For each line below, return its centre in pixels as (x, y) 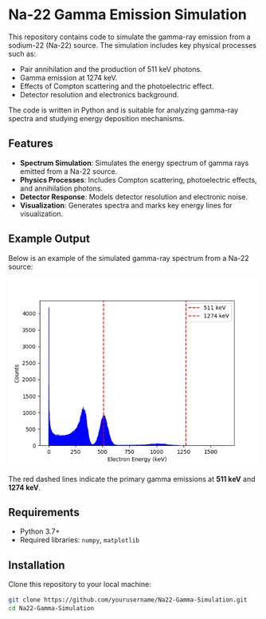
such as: (22, 53)
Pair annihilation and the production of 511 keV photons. (111, 69)
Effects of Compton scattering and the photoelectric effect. (117, 86)
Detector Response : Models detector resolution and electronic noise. (134, 196)
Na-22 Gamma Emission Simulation (127, 15)
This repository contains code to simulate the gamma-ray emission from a (129, 37)
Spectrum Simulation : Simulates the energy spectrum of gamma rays (134, 163)
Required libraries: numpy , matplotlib (79, 540)
